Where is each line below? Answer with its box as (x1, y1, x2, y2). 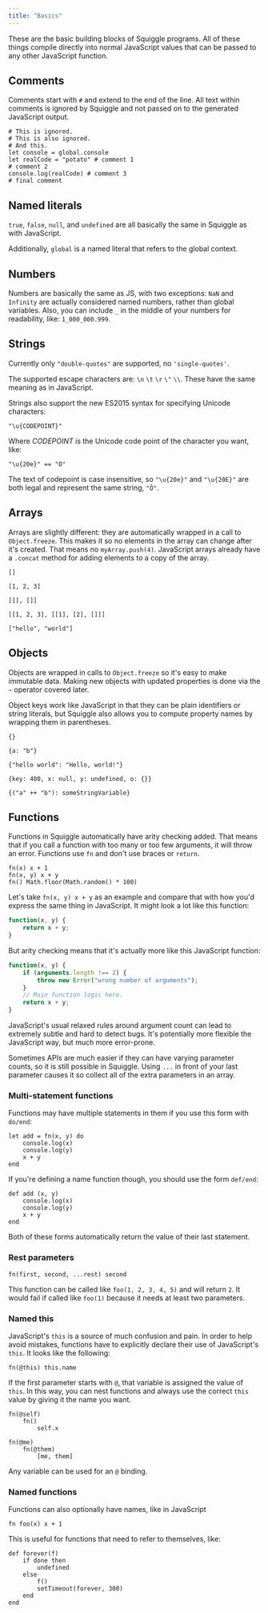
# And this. (8, 142, 48, 150)
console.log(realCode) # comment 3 (8, 170, 127, 178)
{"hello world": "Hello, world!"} (8, 761, 124, 769)
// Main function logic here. (22, 991, 124, 999)
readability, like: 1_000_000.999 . (8, 314, 110, 324)
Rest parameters (8, 1252, 74, 1263)
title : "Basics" (8, 11, 62, 20)
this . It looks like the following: (8, 1348, 110, 1357)
